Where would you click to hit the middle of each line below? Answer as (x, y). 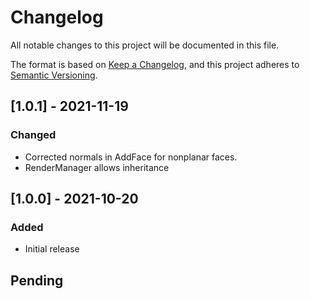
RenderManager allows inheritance (97, 167)
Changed (33, 135)
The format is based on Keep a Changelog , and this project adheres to (155, 64)
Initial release (52, 249)
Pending (37, 280)
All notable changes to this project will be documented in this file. (145, 45)
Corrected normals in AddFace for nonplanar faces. (131, 157)
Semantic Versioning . (54, 75)
